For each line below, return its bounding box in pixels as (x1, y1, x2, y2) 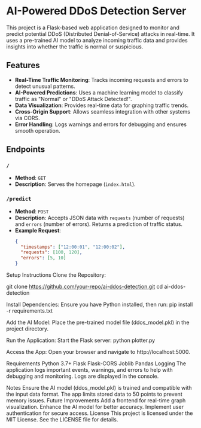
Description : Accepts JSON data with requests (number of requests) (14, 214, 185, 221)
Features (6, 60, 40, 71)
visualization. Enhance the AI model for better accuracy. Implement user (6, 403, 184, 411)
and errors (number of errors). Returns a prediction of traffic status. (14, 220, 183, 228)
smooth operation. (14, 127, 60, 134)
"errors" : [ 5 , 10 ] (20, 255, 66, 261)
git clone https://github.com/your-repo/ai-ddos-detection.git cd (6, 283, 163, 291)
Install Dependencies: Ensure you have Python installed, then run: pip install (6, 301, 193, 308)
